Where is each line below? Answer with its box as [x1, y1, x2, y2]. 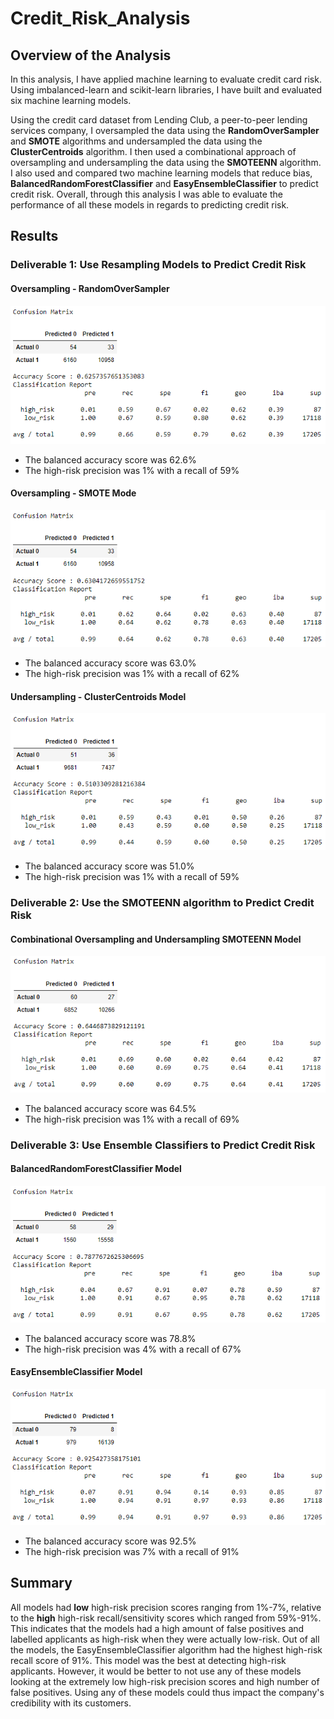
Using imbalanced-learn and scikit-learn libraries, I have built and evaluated [10, 84, 323, 96]
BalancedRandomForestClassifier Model [10, 1163, 182, 1175]
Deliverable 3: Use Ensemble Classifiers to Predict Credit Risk [10, 1138, 316, 1152]
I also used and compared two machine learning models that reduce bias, [10, 167, 313, 179]
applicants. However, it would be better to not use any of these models [10, 1665, 302, 1677]
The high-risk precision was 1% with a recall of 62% [24, 667, 240, 679]
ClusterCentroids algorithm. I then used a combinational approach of [10, 146, 297, 157]
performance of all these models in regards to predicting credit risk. [10, 199, 290, 211]
